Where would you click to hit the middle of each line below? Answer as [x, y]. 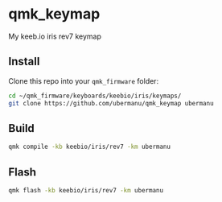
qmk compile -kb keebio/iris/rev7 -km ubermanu [90, 147]
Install [24, 62]
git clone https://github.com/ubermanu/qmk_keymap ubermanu [111, 103]
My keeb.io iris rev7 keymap [55, 36]
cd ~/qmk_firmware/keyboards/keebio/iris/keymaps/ [95, 96]
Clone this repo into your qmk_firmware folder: [84, 80]
